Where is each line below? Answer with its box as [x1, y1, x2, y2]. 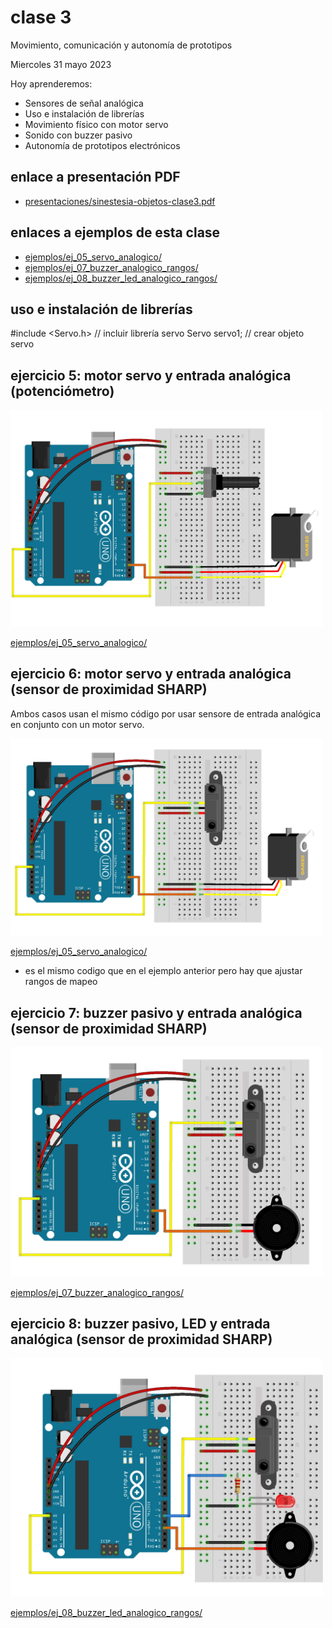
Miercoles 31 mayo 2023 [10, 58, 112, 70]
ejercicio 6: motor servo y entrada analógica [10, 666, 292, 683]
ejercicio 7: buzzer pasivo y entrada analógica [10, 1004, 303, 1021]
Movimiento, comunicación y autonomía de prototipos [10, 39, 233, 51]
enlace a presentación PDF [10, 169, 181, 186]
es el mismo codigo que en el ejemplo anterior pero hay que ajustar [24, 965, 303, 977]
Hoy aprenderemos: [10, 77, 93, 90]
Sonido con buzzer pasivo [24, 129, 133, 141]
